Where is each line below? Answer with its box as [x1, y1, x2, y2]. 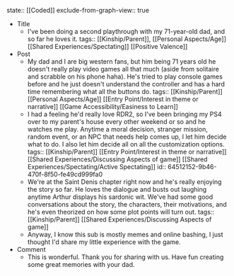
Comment [16, 246, 46, 253]
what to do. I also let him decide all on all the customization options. [27, 140, 225, 148]
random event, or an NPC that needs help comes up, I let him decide [27, 132, 227, 141]
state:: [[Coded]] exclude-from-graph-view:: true [6, 6, 150, 14]
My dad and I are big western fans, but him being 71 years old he [27, 57, 216, 66]
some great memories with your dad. [27, 260, 135, 268]
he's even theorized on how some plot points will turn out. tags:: [27, 208, 215, 216]
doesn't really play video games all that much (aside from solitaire [27, 65, 220, 73]
